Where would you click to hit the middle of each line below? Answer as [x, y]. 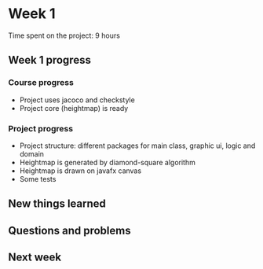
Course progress [41, 83]
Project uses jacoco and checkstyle [77, 100]
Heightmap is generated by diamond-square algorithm [108, 162]
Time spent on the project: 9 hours [64, 35]
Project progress [40, 128]
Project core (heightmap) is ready [74, 108]
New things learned [57, 204]
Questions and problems [69, 230]
